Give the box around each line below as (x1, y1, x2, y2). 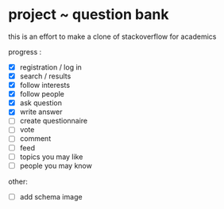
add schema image (19, 192, 83, 201)
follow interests (19, 81, 70, 90)
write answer (19, 107, 63, 116)
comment (19, 134, 52, 143)
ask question (19, 98, 62, 108)
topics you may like (19, 152, 83, 161)
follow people (19, 89, 65, 99)
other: (8, 177, 28, 186)
